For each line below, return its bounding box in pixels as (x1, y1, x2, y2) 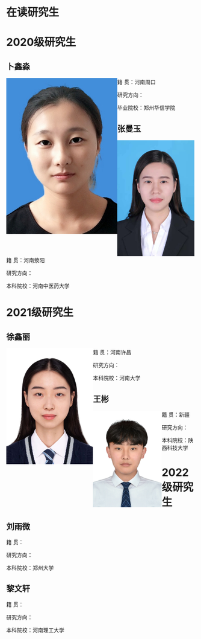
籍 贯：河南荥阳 (6, 257, 45, 264)
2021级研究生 (6, 306, 74, 319)
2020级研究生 (6, 36, 76, 49)
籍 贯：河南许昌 (93, 348, 132, 356)
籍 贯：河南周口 (117, 79, 156, 86)
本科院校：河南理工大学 (6, 626, 64, 634)
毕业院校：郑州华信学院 (117, 104, 176, 112)
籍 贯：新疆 (161, 411, 190, 419)
